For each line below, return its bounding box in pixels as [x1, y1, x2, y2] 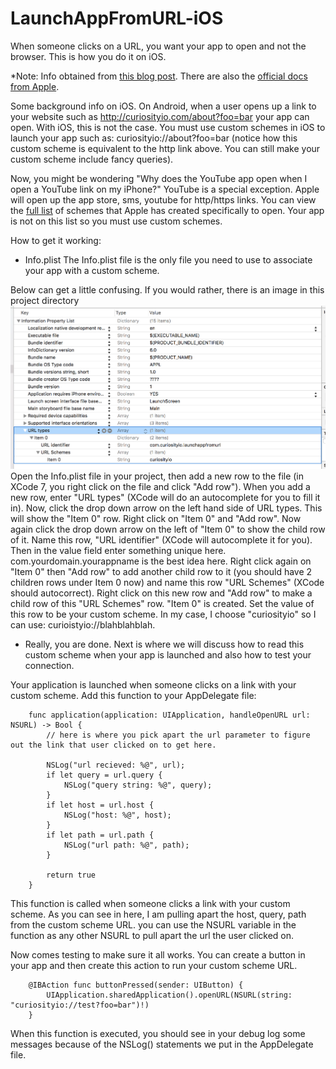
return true [46, 870, 97, 880]
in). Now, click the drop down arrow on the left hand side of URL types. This [10, 502, 323, 514]
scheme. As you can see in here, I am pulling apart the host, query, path [10, 908, 307, 920]
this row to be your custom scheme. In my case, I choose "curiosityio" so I [10, 608, 317, 620]
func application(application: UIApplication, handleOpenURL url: [28, 710, 311, 720]
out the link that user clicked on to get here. [10, 740, 217, 750]
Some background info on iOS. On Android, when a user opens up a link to [10, 100, 317, 112]
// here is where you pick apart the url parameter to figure [46, 730, 311, 740]
